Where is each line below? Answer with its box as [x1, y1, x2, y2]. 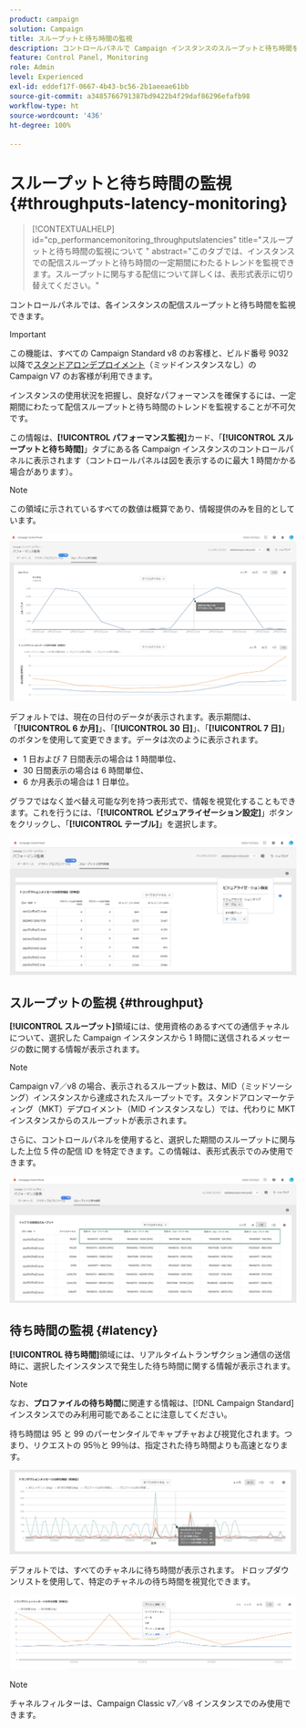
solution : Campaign [9, 24, 84, 34]
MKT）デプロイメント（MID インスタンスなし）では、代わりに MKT [40, 1103, 296, 1114]
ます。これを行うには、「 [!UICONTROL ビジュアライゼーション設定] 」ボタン [9, 807, 293, 818]
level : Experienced [9, 73, 84, 82]
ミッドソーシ [244, 1081, 293, 1092]
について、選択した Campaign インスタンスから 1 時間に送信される [9, 1032, 259, 1043]
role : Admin [9, 63, 55, 72]
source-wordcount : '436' [9, 110, 104, 120]
